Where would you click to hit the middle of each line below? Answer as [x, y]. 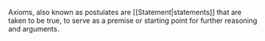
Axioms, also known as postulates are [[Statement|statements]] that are [125, 12]
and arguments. [34, 29]
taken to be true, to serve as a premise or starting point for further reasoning [133, 20]
